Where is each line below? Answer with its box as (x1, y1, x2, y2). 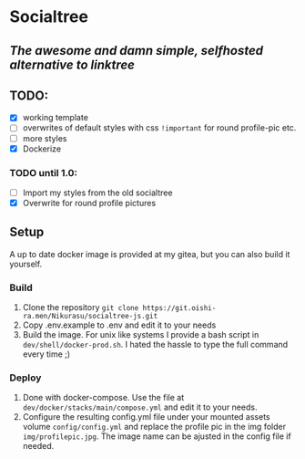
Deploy (9, 371, 42, 384)
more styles (22, 132, 67, 143)
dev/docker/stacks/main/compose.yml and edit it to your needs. (22, 402, 258, 412)
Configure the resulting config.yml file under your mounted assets (22, 412, 270, 422)
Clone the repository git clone (22, 302, 139, 313)
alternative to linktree (9, 57, 135, 72)
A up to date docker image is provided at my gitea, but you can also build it (9, 248, 290, 259)
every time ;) (22, 349, 71, 360)
